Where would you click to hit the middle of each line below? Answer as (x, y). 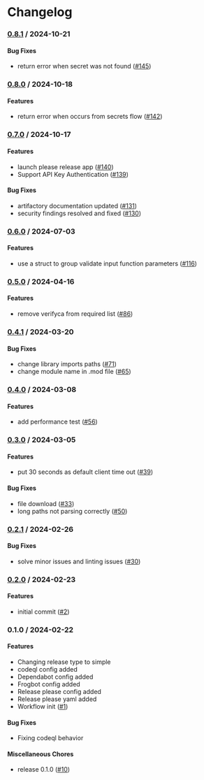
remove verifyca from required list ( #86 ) (75, 314)
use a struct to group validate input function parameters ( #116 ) (107, 263)
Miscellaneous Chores (41, 754)
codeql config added (48, 669)
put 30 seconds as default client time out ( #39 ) (85, 472)
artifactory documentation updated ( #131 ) (77, 205)
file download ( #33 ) (46, 503)
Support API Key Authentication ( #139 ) (73, 174)
